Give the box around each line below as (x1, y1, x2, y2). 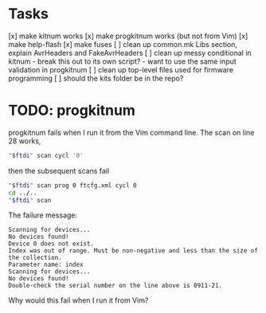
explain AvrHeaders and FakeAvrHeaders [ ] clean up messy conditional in (8, 48, 252, 57)
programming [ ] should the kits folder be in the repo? (8, 73, 184, 83)
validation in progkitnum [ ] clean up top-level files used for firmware (8, 65, 233, 74)
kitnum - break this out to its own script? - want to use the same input (8, 57, 237, 66)
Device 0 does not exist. (8, 240, 94, 248)
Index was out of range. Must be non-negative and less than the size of (8, 247, 259, 255)
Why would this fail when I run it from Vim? (8, 295, 149, 305)
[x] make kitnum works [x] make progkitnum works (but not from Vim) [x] (8, 31, 248, 41)
